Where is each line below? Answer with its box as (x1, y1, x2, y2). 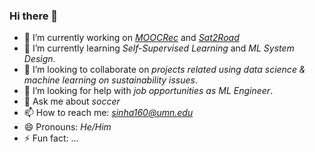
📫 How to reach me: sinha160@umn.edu (23, 107, 194, 119)
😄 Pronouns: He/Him (23, 121, 112, 133)
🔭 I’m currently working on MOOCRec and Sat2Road (23, 32, 240, 44)
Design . (23, 53, 56, 65)
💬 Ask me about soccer (23, 95, 121, 108)
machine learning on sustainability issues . (23, 74, 198, 86)
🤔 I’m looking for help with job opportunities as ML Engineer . (23, 85, 274, 97)
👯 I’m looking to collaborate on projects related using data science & (23, 64, 306, 76)
